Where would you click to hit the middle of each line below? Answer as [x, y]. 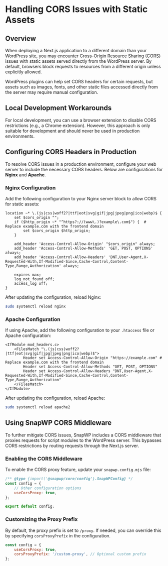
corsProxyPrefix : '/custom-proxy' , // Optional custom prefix [80, 554]
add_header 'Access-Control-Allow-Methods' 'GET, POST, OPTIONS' [84, 248]
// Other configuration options [48, 488]
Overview [21, 38]
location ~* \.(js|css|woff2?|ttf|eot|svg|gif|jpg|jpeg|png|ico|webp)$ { [84, 213]
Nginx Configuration [30, 188]
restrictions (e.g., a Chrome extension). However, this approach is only [78, 125]
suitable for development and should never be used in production [72, 131]
